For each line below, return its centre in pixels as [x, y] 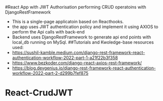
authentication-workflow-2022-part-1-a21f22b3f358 [65, 58]
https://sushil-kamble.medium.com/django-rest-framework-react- [79, 52]
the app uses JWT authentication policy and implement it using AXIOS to [85, 27]
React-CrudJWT [39, 93]
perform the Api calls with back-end [48, 32]
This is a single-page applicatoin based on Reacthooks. [68, 22]
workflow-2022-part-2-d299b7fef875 [50, 73]
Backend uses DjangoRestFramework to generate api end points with [81, 37]
